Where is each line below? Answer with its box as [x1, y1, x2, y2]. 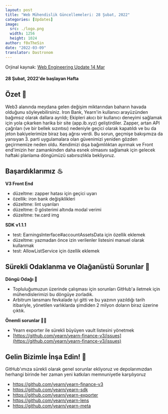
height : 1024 [10, 36, 37, 41]
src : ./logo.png [10, 26, 44, 31]
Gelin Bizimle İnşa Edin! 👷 [5, 353, 87, 361]
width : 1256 [10, 31, 35, 36]
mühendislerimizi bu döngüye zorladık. [12, 291, 94, 297]
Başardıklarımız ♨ [5, 167, 63, 176]
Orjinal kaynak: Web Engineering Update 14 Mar [5, 64, 105, 70]
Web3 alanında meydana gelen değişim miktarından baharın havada [5, 104, 147, 110]
